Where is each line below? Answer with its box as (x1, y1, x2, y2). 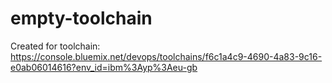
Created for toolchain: (10, 40, 101, 52)
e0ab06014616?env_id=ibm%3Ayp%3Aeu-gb (10, 61, 198, 73)
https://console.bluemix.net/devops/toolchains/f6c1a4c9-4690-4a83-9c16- (10, 50, 323, 62)
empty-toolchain (10, 7, 153, 30)
